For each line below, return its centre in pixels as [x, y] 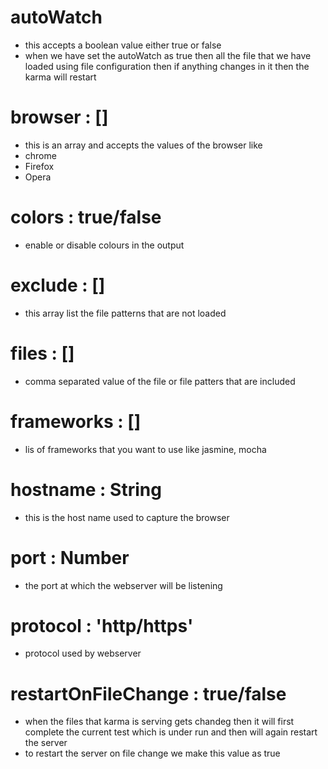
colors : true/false [86, 217]
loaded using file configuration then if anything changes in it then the [167, 66]
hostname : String [86, 489]
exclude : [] [58, 285]
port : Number [70, 557]
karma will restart [60, 77]
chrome [40, 155]
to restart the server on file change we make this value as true [152, 753]
